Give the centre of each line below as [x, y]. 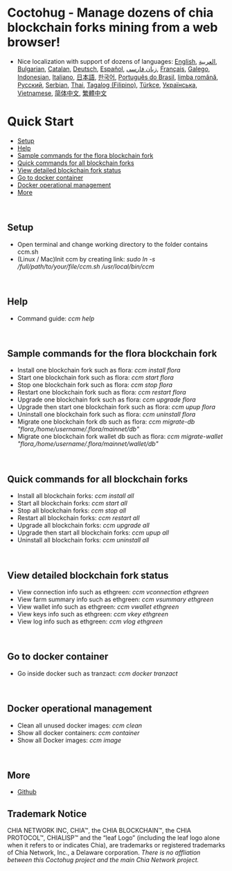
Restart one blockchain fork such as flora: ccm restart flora [101, 393]
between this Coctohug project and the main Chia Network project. [103, 860]
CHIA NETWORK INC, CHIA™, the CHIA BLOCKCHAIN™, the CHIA [99, 831]
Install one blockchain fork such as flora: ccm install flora [99, 370]
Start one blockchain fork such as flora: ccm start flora [96, 378]
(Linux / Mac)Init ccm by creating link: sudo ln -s [86, 259]
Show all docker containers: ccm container [78, 732]
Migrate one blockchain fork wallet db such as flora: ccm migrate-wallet [120, 437]
